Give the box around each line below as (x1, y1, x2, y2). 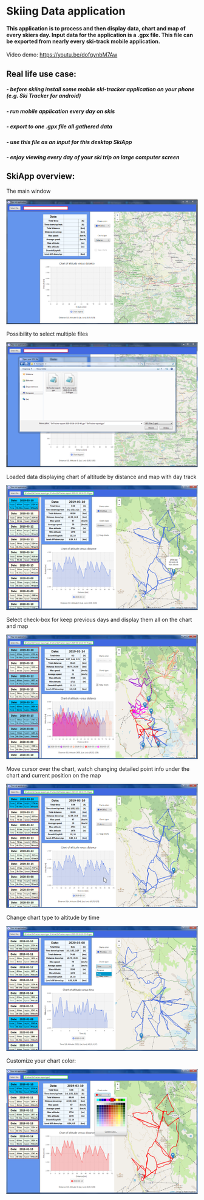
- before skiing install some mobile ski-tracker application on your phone (6, 86, 195, 93)
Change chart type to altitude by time (6, 914, 100, 922)
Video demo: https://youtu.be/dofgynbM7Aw (6, 51, 118, 58)
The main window (6, 187, 51, 195)
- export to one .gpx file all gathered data (6, 123, 112, 130)
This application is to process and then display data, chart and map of (6, 24, 186, 32)
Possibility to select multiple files (6, 330, 88, 338)
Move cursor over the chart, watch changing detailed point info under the (6, 765, 190, 773)
